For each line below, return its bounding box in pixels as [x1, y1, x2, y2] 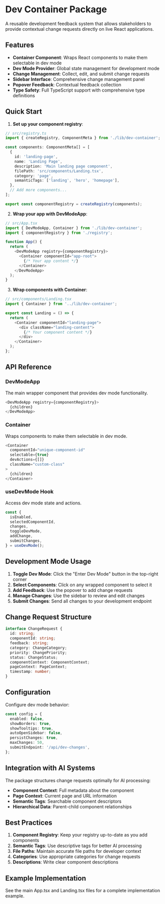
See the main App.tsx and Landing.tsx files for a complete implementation [5, 888, 160, 894]
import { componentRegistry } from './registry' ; [5, 230, 113, 235]
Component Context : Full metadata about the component [12, 787, 134, 793]
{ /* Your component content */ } [23, 329, 93, 335]
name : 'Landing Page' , [14, 159, 63, 164]
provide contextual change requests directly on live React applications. [5, 26, 154, 32]
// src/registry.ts [5, 130, 47, 136]
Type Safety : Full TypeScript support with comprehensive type [12, 87, 145, 93]
